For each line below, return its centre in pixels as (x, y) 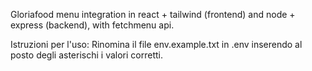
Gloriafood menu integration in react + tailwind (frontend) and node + (153, 14)
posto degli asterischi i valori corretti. (86, 55)
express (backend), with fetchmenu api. (92, 25)
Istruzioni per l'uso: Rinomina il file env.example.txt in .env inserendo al (156, 44)
